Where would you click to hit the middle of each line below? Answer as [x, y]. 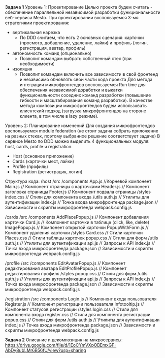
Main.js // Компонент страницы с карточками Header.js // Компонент [77, 186]
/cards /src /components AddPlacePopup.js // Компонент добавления [77, 217]
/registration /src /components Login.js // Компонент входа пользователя [81, 299]
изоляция [22, 69]
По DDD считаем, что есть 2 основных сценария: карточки [82, 37]
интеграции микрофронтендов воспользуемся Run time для [83, 85]
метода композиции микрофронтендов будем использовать [83, 106]
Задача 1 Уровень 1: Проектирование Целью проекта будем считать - [79, 7]
